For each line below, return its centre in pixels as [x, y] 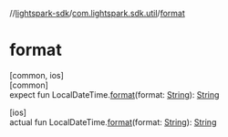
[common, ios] [36, 75]
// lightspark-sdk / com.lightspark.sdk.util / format [97, 13]
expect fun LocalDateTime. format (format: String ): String [114, 94]
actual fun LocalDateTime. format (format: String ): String [113, 121]
